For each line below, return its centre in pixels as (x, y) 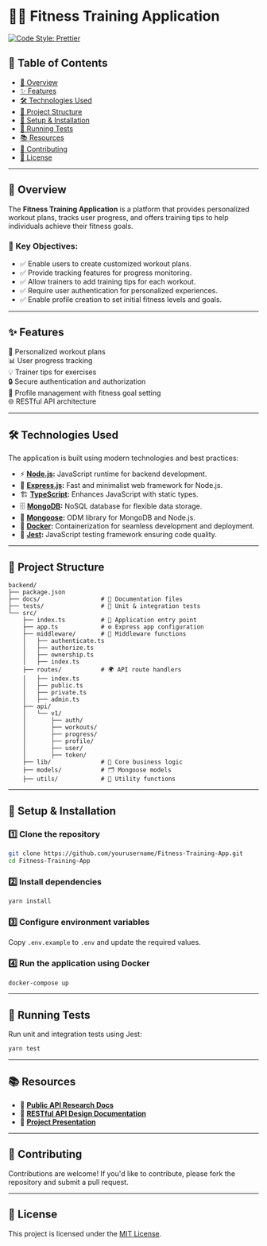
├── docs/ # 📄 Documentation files (95, 599)
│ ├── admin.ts (51, 700)
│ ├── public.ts (53, 686)
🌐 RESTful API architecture (52, 401)
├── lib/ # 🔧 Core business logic (103, 762)
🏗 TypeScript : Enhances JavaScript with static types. (109, 494)
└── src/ (23, 613)
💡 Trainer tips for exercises (52, 372)
